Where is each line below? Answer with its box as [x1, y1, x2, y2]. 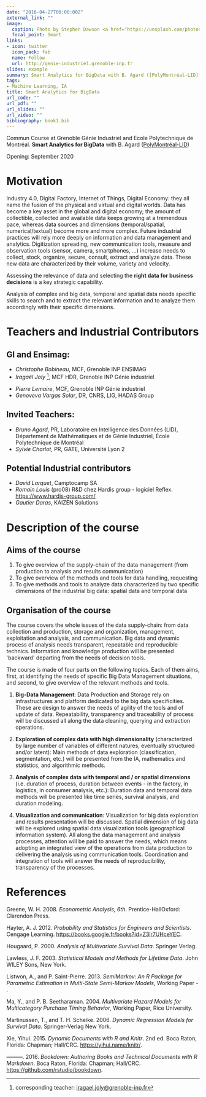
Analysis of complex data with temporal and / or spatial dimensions [15, 774, 191, 781]
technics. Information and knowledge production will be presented [6, 648, 174, 655]
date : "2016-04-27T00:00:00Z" [6, 9, 84, 15]
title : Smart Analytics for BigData [6, 89, 100, 95]
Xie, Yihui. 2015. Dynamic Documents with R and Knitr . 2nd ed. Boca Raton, [6, 1035, 197, 1042]
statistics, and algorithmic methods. [15, 761, 106, 769]
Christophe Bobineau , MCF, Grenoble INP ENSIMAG [15, 366, 147, 373]
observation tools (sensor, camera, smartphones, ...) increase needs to [6, 247, 186, 254]
